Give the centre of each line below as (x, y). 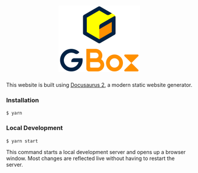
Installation (23, 100)
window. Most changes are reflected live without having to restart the (90, 158)
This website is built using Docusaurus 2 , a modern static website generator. (99, 84)
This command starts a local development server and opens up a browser (96, 152)
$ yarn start (22, 141)
